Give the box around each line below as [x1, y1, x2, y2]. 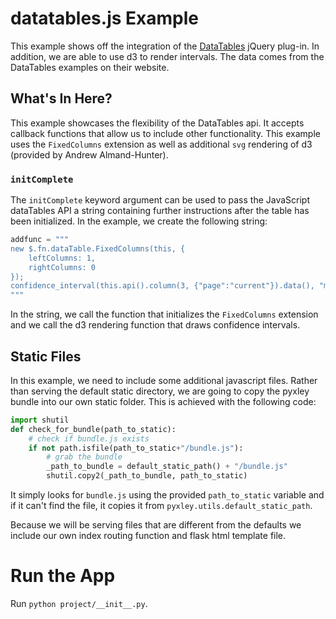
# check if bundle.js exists [28, 433, 150, 444]
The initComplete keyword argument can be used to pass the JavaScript [10, 194, 310, 206]
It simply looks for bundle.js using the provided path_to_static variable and [10, 489, 325, 501]
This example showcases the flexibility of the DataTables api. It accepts [10, 117, 305, 129]
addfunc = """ [10, 235, 70, 245]
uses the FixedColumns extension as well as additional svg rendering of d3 [10, 138, 313, 150]
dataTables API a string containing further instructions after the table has [10, 205, 310, 217]
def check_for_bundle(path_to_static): [10, 424, 177, 434]
